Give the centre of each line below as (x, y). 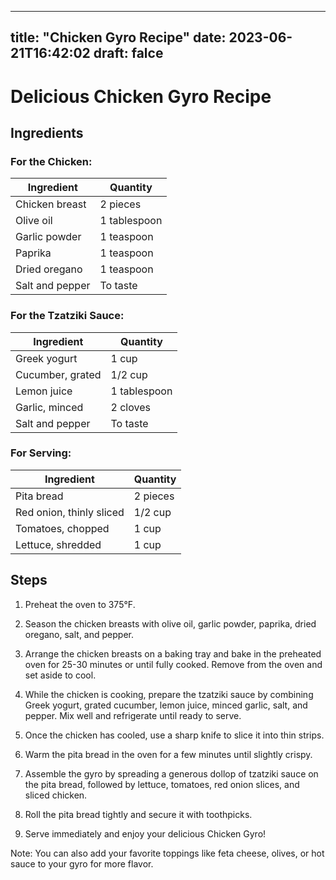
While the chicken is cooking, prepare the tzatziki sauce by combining (169, 694)
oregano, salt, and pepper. (79, 634)
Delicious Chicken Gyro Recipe (141, 96)
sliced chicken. (56, 795)
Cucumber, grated (58, 374)
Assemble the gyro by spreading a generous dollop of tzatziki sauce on (171, 773)
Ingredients (47, 132)
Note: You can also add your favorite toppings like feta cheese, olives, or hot (167, 853)
